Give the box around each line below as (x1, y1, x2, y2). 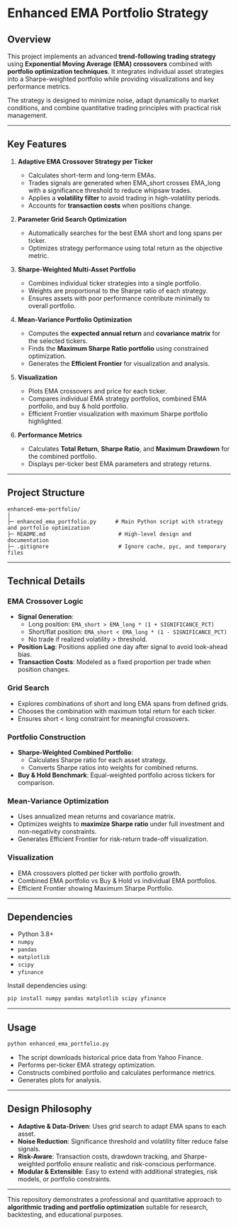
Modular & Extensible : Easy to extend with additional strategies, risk (17, 1167, 218, 1176)
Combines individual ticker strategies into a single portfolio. (28, 278, 202, 287)
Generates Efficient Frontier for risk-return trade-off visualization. (17, 835, 209, 843)
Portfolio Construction (7, 732, 86, 742)
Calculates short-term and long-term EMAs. (28, 170, 157, 179)
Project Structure (7, 487, 85, 499)
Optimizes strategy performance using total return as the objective (28, 244, 223, 252)
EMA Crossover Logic (7, 596, 84, 606)
